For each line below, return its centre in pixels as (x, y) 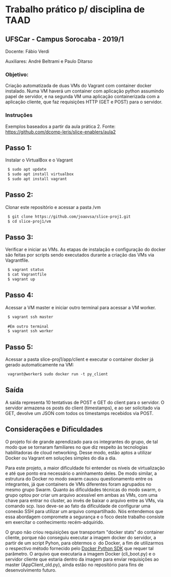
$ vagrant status (26, 270)
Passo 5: (19, 347)
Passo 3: (19, 237)
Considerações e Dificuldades (54, 430)
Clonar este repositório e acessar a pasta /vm (53, 207)
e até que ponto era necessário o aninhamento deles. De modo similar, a (81, 473)
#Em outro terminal (28, 326)
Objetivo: (17, 74)
